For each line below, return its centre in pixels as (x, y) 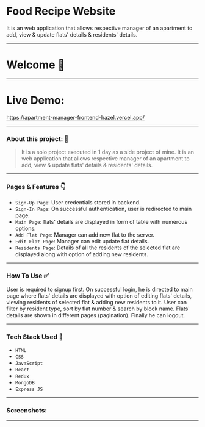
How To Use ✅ (28, 276)
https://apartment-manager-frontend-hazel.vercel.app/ (76, 117)
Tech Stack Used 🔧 (35, 337)
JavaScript (29, 364)
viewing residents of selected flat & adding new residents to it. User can (97, 302)
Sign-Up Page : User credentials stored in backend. (78, 203)
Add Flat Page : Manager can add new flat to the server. (85, 235)
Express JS (29, 389)
